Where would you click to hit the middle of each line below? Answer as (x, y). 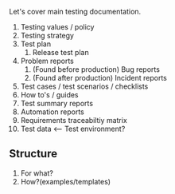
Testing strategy (47, 36)
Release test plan (61, 52)
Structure (33, 154)
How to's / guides (49, 95)
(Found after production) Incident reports (100, 78)
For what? (37, 173)
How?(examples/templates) (65, 181)
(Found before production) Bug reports (96, 69)
